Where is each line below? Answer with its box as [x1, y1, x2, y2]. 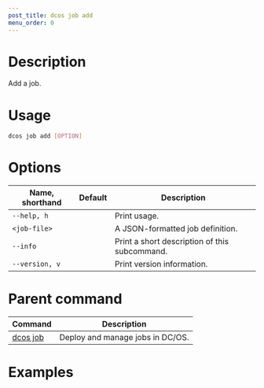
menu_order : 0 [8, 19, 55, 27]
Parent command [8, 290, 123, 308]
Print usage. [115, 210, 159, 221]
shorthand [21, 198, 62, 209]
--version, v [12, 260, 61, 268]
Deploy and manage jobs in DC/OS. [59, 332, 190, 343]
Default [79, 192, 108, 203]
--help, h [12, 212, 49, 220]
